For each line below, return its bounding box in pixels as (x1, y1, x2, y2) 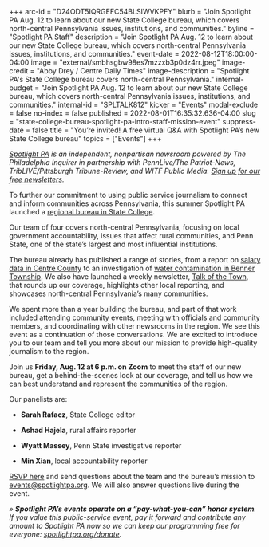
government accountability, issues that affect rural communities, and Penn (9, 231, 254, 240)
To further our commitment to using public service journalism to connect (9, 191, 248, 199)
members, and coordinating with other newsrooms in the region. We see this (9, 321, 260, 330)
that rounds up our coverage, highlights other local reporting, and (9, 281, 224, 289)
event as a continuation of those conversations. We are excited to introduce (9, 330, 258, 339)
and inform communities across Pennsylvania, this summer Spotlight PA (9, 199, 246, 208)
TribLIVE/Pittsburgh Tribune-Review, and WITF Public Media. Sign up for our (9, 167, 261, 175)
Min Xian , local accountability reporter (20, 456, 148, 466)
